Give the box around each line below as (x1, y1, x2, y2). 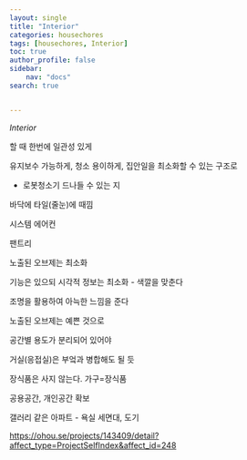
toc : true (9, 47, 47, 56)
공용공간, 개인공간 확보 (9, 393, 90, 404)
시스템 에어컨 (9, 218, 57, 229)
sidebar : (9, 65, 43, 74)
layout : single (9, 13, 67, 23)
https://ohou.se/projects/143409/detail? (9, 430, 160, 441)
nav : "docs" (26, 73, 71, 82)
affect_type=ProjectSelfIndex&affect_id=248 (9, 439, 177, 451)
